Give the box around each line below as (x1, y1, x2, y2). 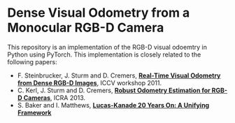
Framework (17, 108, 52, 117)
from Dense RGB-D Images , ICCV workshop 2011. (17, 78, 162, 87)
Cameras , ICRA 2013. (23, 93, 86, 102)
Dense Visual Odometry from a (7, 5, 190, 21)
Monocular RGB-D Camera (7, 20, 164, 36)
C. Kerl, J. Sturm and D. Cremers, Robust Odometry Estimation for (17, 86, 211, 94)
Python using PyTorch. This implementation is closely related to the (7, 50, 201, 59)
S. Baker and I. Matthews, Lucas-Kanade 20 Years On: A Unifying (17, 101, 210, 109)
